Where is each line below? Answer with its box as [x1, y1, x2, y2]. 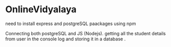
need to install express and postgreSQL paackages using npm [5, 20, 136, 27]
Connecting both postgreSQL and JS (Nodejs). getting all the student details [5, 30, 166, 36]
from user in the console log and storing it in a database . [5, 36, 126, 42]
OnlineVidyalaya [5, 4, 77, 15]
